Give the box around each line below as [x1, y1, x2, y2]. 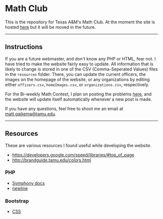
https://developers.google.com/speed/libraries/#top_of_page [12, 152, 134, 158]
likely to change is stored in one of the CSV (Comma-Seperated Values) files [5, 66, 158, 72]
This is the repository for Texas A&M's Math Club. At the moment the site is [5, 19, 155, 25]
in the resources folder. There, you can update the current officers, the [5, 71, 146, 77]
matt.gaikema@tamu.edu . [5, 110, 57, 117]
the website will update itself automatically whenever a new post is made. [5, 96, 152, 102]
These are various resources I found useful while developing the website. [5, 142, 152, 148]
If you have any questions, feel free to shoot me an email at [5, 106, 124, 111]
